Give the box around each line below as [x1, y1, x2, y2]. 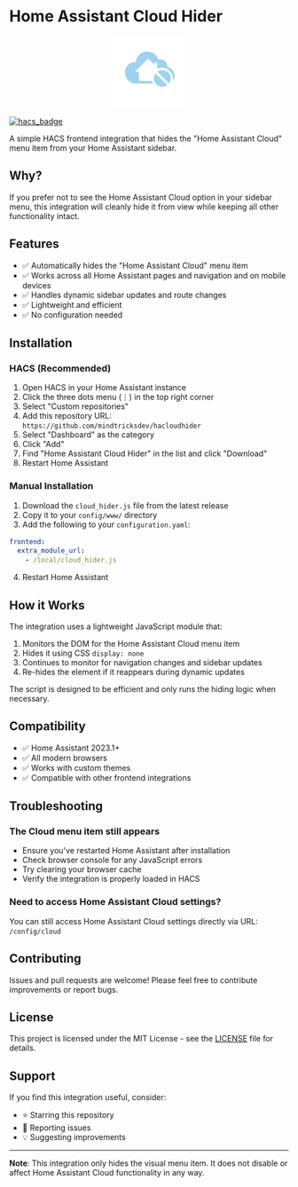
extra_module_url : [17, 546, 86, 555]
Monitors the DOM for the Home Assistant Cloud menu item [21, 638, 240, 649]
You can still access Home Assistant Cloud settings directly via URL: [9, 916, 259, 926]
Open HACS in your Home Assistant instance [21, 382, 186, 393]
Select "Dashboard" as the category [21, 429, 155, 440]
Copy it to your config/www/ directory [21, 509, 158, 520]
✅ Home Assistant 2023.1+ [21, 743, 121, 753]
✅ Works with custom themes [21, 762, 131, 773]
